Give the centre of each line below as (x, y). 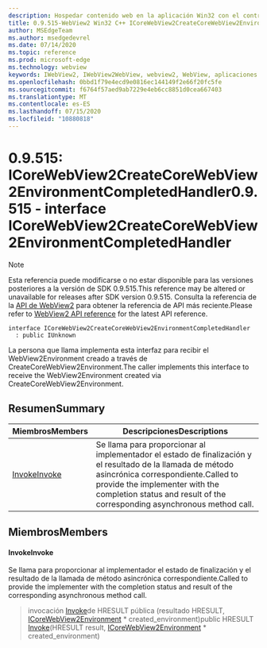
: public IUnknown (46, 335)
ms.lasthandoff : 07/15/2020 (55, 112)
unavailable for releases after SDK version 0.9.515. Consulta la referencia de (132, 297)
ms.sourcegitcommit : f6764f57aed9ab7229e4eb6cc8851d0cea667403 (115, 89)
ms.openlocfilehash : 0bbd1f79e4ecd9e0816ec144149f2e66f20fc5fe (115, 82)
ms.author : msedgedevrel (49, 38)
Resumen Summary (57, 409)
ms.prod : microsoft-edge (49, 60)
